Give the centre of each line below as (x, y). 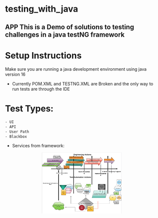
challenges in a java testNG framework (65, 34)
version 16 (15, 74)
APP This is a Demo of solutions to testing (70, 27)
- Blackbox (16, 137)
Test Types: (29, 109)
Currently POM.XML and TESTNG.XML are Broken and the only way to (83, 83)
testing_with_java (42, 9)
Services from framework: (38, 146)
